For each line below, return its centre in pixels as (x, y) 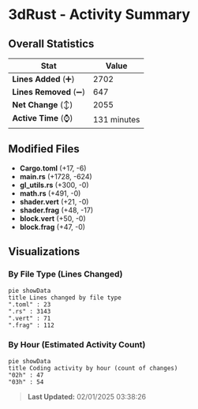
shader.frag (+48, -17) (56, 210)
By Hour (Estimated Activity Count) (77, 345)
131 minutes (116, 119)
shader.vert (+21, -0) (54, 201)
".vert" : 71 (30, 318)
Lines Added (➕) (43, 79)
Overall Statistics (51, 44)
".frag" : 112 (32, 325)
